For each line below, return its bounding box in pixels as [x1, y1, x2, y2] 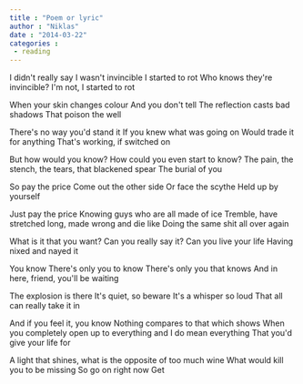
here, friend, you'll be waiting [9, 273, 119, 284]
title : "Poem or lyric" [9, 13, 104, 23]
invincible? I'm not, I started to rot [9, 82, 135, 93]
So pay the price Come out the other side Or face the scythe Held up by [9, 181, 279, 192]
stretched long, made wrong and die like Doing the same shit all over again [9, 218, 289, 229]
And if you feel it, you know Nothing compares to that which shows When [9, 318, 285, 328]
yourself [9, 191, 41, 202]
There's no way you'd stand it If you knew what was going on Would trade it [9, 126, 294, 137]
